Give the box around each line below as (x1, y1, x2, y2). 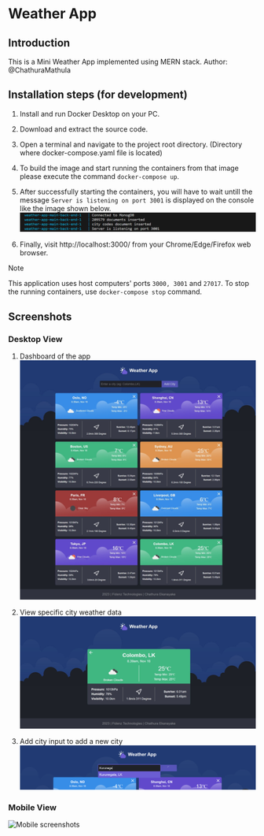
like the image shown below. (19, 203, 112, 213)
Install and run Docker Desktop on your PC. (19, 109, 160, 118)
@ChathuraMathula (8, 65, 71, 75)
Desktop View (8, 333, 63, 344)
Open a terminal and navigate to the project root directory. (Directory (19, 139, 243, 149)
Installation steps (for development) (8, 88, 188, 102)
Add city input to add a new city (19, 737, 123, 746)
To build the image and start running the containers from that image (19, 163, 240, 173)
